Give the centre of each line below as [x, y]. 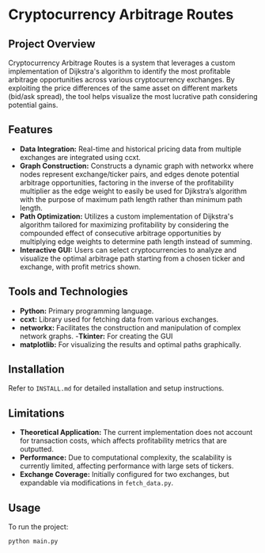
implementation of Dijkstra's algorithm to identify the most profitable [119, 71]
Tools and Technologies [68, 292]
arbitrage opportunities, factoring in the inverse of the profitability [127, 182]
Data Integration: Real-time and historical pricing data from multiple [131, 149]
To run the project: [38, 527]
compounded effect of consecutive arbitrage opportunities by [120, 233]
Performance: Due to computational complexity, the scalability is [126, 458]
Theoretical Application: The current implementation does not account [136, 433]
